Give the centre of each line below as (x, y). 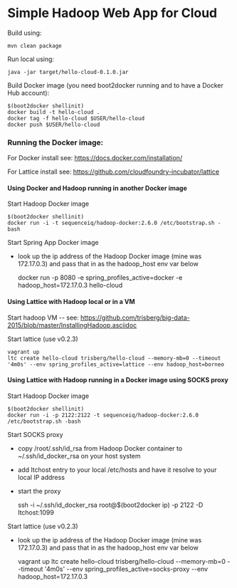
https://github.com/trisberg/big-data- (135, 317)
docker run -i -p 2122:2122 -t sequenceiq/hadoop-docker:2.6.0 (103, 415)
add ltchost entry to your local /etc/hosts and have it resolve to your (117, 469)
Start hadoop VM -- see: (43, 317)
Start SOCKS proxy (35, 434)
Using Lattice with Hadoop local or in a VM (71, 302)
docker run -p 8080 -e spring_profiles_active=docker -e (100, 278)
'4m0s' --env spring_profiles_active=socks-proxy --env (126, 569)
